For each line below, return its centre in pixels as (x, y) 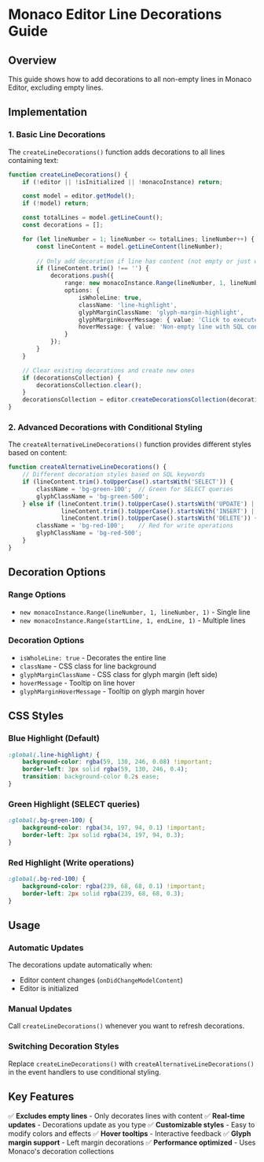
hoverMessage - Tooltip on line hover (77, 683)
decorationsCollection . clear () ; (90, 385)
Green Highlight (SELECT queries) (74, 804)
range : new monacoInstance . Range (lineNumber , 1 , (145, 283)
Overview (33, 60)
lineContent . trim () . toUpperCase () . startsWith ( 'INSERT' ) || (159, 511)
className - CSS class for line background (88, 666)
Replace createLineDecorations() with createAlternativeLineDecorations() (131, 1064)
